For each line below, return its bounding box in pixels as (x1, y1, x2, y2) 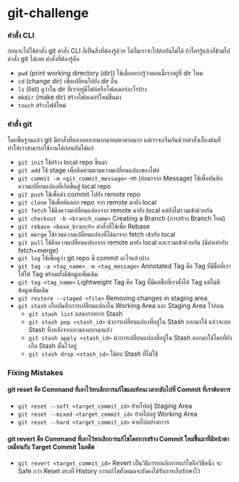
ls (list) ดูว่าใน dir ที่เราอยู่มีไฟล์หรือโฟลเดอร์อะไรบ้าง (17, 85, 148, 93)
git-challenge (7, 5, 89, 21)
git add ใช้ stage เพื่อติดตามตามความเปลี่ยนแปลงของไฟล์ (17, 165, 160, 174)
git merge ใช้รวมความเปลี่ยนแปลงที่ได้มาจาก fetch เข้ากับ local (17, 230, 176, 238)
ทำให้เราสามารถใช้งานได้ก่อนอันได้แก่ (7, 143, 94, 152)
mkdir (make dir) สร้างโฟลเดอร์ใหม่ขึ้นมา (17, 93, 121, 101)
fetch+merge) (17, 246, 59, 255)
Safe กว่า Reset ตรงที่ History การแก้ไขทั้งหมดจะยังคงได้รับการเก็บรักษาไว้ (17, 467, 200, 476)
